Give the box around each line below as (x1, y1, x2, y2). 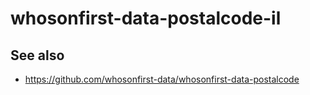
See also (10, 47, 65, 64)
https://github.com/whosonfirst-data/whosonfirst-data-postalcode (24, 73, 300, 85)
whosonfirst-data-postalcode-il (10, 7, 282, 30)
